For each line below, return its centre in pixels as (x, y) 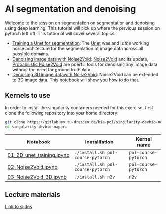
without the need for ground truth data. (52, 69)
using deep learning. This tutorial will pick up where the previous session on (83, 28)
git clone (15, 122)
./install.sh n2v (95, 177)
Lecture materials (33, 194)
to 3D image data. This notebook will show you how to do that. (76, 80)
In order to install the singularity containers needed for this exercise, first (79, 107)
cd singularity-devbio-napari (36, 127)
